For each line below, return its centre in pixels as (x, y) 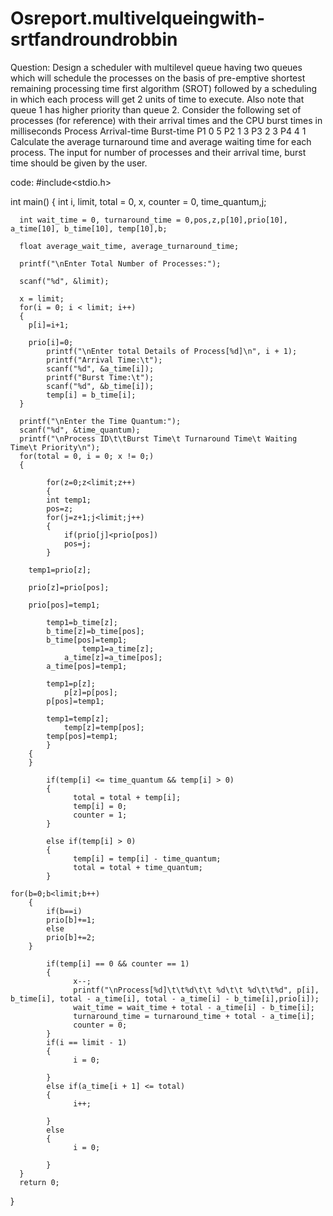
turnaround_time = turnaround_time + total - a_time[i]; (194, 1016)
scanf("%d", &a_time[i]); (100, 368)
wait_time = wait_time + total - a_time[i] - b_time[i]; (194, 1007)
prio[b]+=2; (71, 937)
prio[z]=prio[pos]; (69, 587)
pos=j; (77, 543)
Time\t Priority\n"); (55, 447)
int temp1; (69, 500)
